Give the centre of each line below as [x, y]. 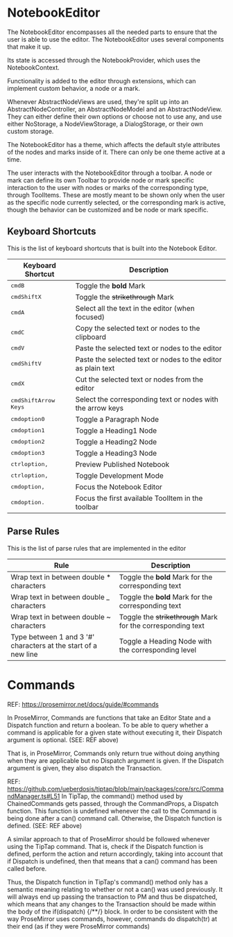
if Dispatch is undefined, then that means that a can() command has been [112, 861]
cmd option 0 [28, 419]
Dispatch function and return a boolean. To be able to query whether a [108, 725]
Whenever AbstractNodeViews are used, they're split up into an [98, 101]
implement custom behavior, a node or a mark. [74, 88]
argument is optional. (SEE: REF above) [63, 739]
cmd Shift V [26, 364]
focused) [90, 317]
